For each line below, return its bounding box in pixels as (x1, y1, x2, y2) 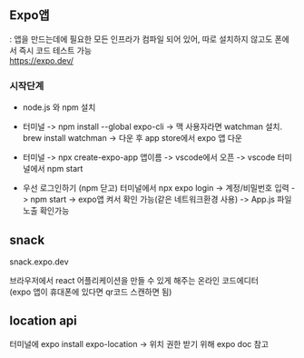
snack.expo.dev (9, 256, 70, 267)
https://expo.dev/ (9, 55, 74, 65)
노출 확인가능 (22, 205, 70, 216)
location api (9, 313, 77, 329)
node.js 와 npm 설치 (22, 102, 96, 113)
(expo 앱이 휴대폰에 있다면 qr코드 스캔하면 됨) (9, 286, 172, 297)
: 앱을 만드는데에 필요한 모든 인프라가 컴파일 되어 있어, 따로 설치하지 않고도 (9, 34, 273, 45)
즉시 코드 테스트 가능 (18, 45, 93, 55)
